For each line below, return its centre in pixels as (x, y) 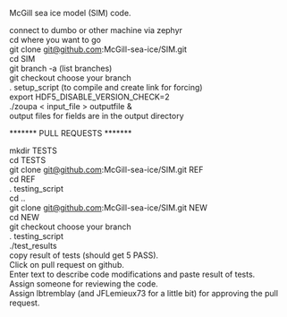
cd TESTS (28, 160)
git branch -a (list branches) (61, 68)
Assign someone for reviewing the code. (84, 284)
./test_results (33, 246)
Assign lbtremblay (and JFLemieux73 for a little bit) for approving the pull (144, 293)
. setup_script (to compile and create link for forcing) (106, 87)
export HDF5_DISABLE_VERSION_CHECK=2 (89, 97)
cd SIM (22, 59)
